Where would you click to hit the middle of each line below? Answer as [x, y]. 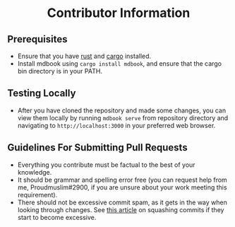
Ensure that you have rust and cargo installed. [84, 56]
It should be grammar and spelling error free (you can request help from [122, 180]
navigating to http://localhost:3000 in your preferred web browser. [116, 125]
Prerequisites [37, 39]
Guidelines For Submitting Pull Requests [98, 147]
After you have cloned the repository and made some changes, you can [122, 110]
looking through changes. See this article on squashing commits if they [121, 209]
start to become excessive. [57, 217]
